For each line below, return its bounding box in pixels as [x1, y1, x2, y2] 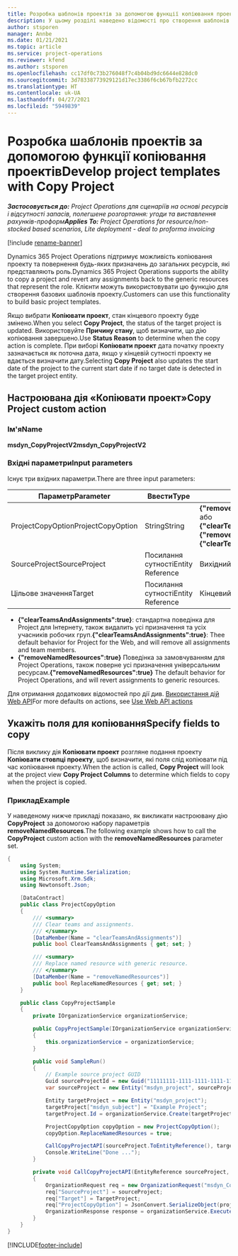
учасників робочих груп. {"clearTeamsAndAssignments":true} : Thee [17, 630, 225, 639]
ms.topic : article [7, 43, 62, 50]
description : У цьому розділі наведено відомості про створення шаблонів [7, 17, 230, 24]
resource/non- [166, 217, 209, 226]
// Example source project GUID [45, 1071, 141, 1079]
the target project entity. [7, 371, 78, 380]
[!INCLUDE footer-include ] [7, 1240, 83, 1249]
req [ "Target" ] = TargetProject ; [45, 1195, 141, 1202]
